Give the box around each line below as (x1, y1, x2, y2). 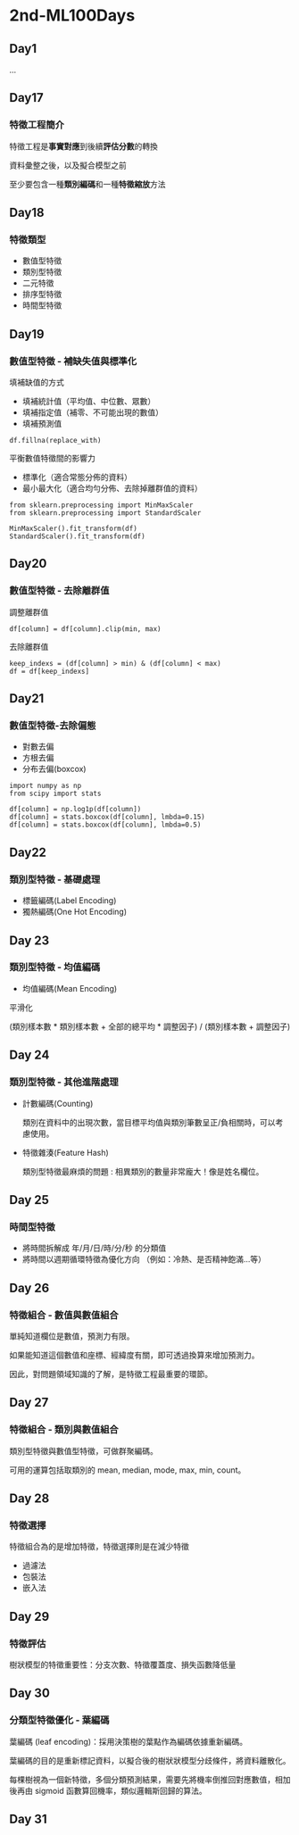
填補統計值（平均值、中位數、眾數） (21, 396, 156, 407)
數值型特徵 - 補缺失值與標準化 (9, 354, 137, 367)
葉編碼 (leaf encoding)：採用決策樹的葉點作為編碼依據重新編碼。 (9, 1736, 248, 1747)
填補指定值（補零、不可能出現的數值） (21, 407, 163, 418)
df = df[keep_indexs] (9, 667, 90, 676)
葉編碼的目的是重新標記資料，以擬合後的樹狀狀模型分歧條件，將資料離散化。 (9, 1755, 291, 1765)
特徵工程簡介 (9, 119, 65, 131)
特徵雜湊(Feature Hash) (21, 1147, 109, 1158)
